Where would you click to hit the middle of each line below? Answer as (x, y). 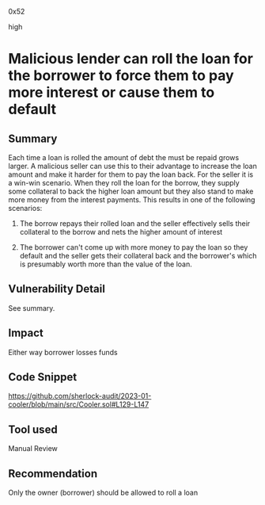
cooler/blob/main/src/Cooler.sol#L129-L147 (79, 404)
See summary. (32, 308)
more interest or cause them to (112, 92)
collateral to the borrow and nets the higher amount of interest (121, 232)
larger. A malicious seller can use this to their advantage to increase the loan (132, 166)
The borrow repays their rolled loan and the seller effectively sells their (135, 224)
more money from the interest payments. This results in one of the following (132, 200)
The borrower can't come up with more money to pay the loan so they (134, 247)
